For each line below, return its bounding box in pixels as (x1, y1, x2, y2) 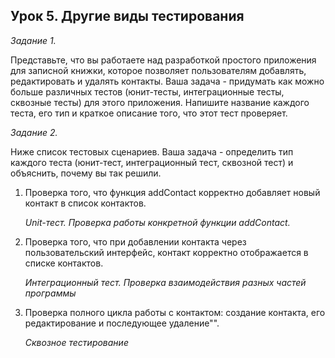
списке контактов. (24, 257, 104, 269)
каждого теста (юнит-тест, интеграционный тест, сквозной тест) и (10, 156, 294, 168)
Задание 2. (10, 126, 58, 138)
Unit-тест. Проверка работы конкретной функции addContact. (24, 216, 291, 228)
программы (24, 287, 77, 299)
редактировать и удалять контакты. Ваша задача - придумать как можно (10, 75, 325, 87)
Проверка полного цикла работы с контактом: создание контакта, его (24, 306, 326, 318)
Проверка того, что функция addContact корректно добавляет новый (24, 186, 321, 198)
